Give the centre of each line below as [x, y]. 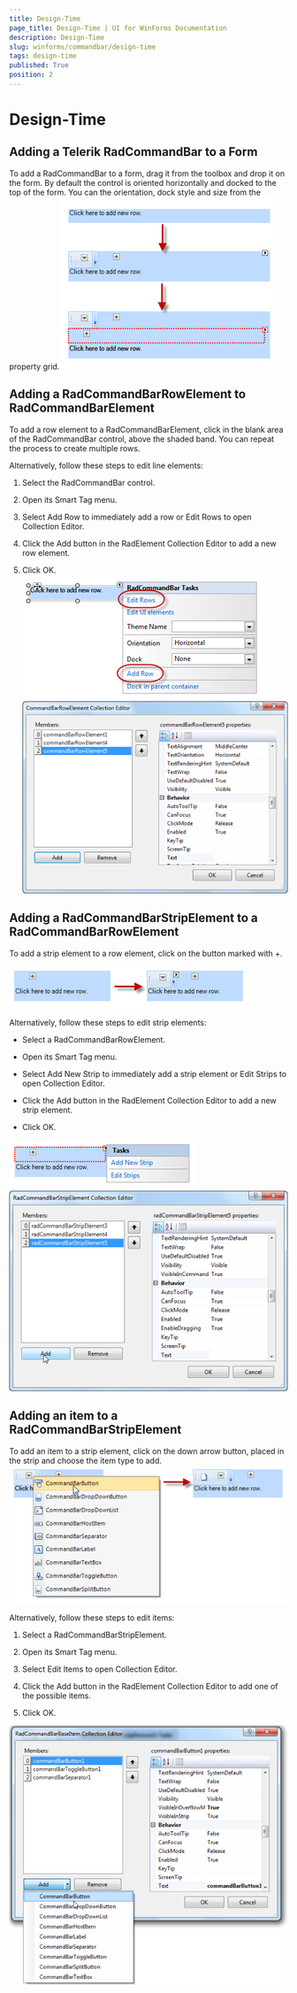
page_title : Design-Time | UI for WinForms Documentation [118, 28]
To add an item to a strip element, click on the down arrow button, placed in [147, 1451]
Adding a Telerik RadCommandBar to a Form [133, 152]
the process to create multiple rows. [75, 448]
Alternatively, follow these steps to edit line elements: [106, 466]
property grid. [34, 366]
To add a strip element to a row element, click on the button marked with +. [146, 953]
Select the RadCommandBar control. [88, 482]
